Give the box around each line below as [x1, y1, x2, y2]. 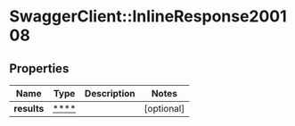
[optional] [143, 103, 185, 114]
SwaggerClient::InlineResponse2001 [9, 6, 287, 27]
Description [84, 88, 135, 99]
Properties [9, 61, 70, 76]
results [13, 103, 45, 114]
